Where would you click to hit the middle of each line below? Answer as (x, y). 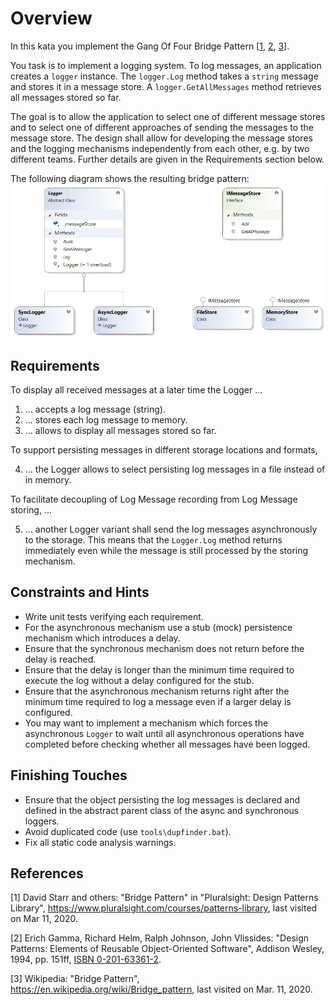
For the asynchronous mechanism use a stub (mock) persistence (158, 627)
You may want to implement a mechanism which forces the (146, 723)
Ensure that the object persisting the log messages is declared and (162, 799)
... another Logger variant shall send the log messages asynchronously (171, 529)
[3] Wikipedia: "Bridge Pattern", (75, 979)
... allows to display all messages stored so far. (120, 430)
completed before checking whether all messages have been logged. (167, 744)
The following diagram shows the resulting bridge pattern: (130, 178)
